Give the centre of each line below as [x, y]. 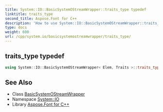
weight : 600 [17, 32]
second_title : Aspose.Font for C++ [41, 18]
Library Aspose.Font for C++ [41, 104]
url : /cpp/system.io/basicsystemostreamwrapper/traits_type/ [68, 37]
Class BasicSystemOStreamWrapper [48, 94]
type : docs [16, 28]
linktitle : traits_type [29, 14]
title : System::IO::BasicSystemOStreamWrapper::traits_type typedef [76, 9]
